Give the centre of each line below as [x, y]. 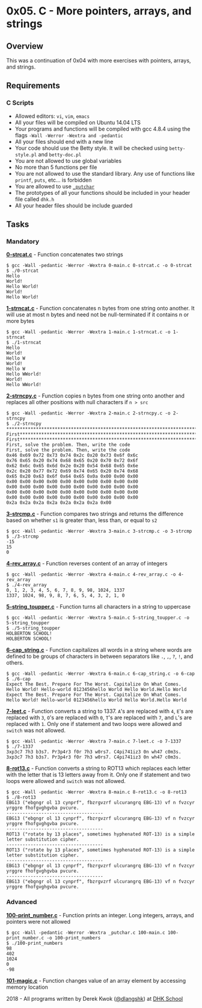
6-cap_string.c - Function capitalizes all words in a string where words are [99, 650]
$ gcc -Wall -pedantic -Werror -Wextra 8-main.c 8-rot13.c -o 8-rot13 [96, 792]
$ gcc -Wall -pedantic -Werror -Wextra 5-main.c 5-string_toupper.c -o [98, 618]
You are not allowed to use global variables [68, 161]
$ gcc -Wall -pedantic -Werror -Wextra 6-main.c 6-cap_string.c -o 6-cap [101, 674]
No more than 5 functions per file [56, 167]
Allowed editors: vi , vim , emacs [52, 116]
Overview [25, 46]
